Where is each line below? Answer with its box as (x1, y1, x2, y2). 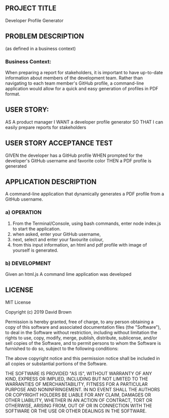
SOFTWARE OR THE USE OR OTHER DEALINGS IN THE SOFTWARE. (5, 408, 147, 414)
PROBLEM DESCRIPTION (5, 32, 84, 41)
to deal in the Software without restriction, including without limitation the (5, 329, 157, 335)
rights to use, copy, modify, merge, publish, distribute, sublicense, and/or (5, 335, 157, 341)
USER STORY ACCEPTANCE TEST (5, 139, 113, 148)
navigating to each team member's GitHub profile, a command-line (5, 80, 144, 86)
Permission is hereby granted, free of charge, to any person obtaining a (5, 319, 154, 325)
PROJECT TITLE (5, 4, 57, 13)
